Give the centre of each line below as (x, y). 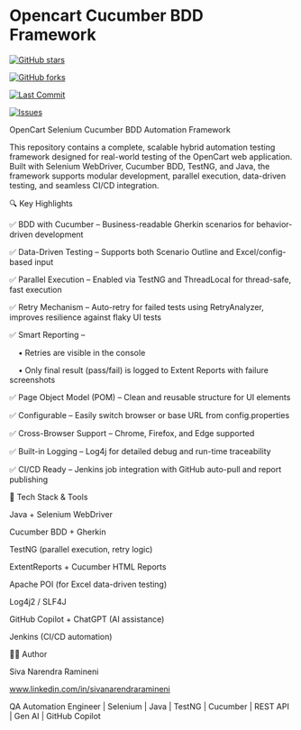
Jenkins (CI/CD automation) (61, 636)
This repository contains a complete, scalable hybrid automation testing (142, 147)
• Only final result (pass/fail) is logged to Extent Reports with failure (143, 370)
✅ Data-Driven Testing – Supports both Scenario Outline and (122, 251)
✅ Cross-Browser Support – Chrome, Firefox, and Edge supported (132, 433)
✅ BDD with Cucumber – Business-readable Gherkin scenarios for (132, 224)
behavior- (274, 224)
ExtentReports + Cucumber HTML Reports (88, 566)
